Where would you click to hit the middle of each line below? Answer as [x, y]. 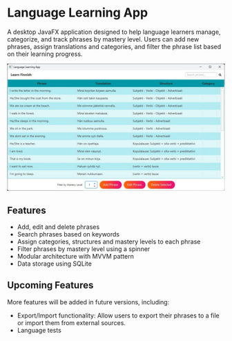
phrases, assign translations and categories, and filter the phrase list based [114, 46]
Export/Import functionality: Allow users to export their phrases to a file [118, 315]
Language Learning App [78, 13]
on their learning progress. [45, 54]
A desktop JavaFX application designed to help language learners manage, [114, 32]
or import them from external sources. [71, 322]
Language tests [39, 330]
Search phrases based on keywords [68, 234]
